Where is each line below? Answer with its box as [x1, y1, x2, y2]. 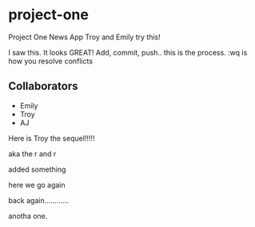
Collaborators [8, 79, 78, 93]
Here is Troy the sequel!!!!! [8, 133, 95, 143]
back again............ [8, 195, 70, 205]
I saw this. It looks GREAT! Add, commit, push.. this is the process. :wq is [8, 47, 248, 57]
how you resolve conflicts [8, 56, 94, 66]
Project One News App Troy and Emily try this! [8, 32, 161, 42]
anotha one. [8, 211, 48, 221]
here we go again [8, 180, 66, 189]
